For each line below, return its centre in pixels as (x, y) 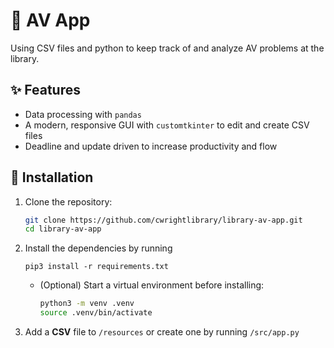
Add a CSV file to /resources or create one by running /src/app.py (162, 332)
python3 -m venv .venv (87, 304)
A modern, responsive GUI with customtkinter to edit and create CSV (167, 125)
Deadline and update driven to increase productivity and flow (151, 146)
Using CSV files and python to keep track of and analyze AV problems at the (167, 48)
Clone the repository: (68, 201)
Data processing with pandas (83, 114)
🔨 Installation (52, 177)
